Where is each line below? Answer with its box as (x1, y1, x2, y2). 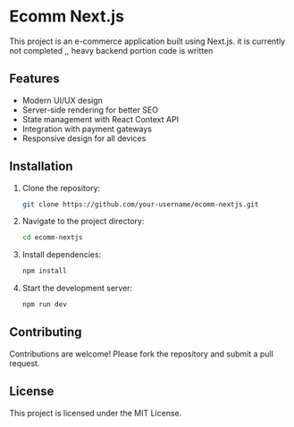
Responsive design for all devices (21, 132, 147, 144)
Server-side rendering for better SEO (21, 105, 159, 115)
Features (9, 71, 60, 87)
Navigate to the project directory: (21, 216, 145, 227)
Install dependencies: (21, 249, 102, 260)
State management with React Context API (21, 113, 180, 124)
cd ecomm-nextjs (21, 233, 83, 242)
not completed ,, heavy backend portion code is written (9, 45, 214, 55)
